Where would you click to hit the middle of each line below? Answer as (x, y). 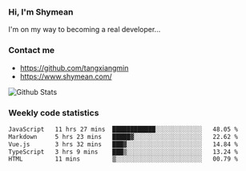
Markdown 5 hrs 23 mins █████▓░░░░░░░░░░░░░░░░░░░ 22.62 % (123, 136)
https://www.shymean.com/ (66, 76)
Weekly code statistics (54, 112)
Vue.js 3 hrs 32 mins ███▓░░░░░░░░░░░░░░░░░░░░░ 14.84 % (123, 144)
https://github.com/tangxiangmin (74, 67)
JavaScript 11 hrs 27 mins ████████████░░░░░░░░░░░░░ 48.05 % (123, 129)
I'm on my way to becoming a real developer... (85, 30)
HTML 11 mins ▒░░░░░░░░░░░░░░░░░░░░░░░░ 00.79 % (123, 159)
